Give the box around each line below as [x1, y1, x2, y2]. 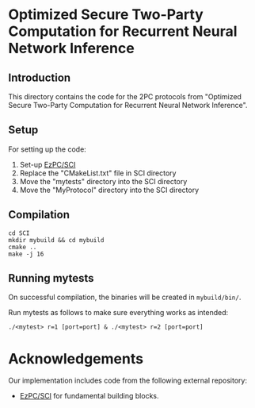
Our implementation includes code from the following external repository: [8, 375, 248, 386]
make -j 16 [8, 250, 44, 258]
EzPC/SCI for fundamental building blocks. [19, 391, 159, 401]
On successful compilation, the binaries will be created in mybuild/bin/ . [8, 292, 242, 302]
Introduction [8, 71, 71, 84]
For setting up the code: [8, 144, 87, 154]
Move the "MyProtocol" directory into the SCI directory [19, 185, 200, 194]
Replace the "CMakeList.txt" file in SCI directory [19, 168, 177, 178]
